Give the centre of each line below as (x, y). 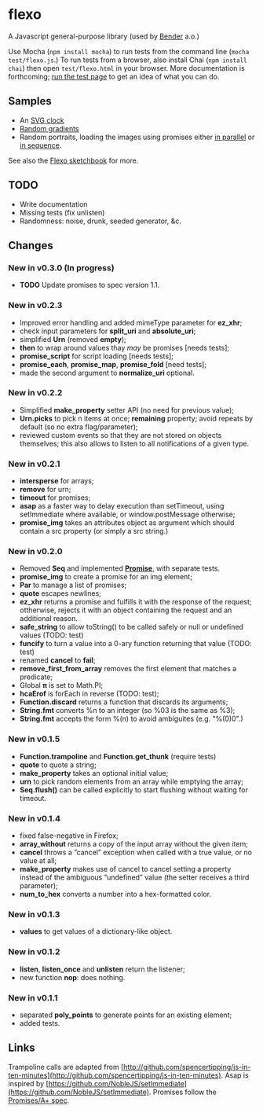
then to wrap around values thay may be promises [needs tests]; (124, 347)
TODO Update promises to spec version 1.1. (89, 285)
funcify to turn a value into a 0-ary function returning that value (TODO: (136, 644)
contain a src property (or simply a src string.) (94, 531)
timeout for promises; (55, 498)
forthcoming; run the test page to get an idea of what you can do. (114, 76)
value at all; (38, 861)
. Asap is (235, 1075)
